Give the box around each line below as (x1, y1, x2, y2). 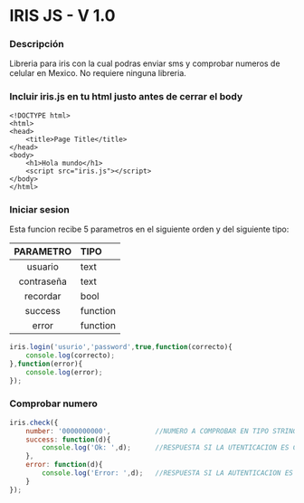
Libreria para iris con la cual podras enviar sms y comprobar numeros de (9, 58, 280, 69)
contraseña (18, 275, 68, 288)
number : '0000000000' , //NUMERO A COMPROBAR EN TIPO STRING (25, 426, 298, 435)
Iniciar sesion (9, 203, 71, 215)
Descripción (9, 38, 65, 51)
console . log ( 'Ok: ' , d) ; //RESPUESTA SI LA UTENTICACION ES (42, 443, 290, 452)
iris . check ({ (9, 418, 59, 427)
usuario (26, 261, 59, 273)
